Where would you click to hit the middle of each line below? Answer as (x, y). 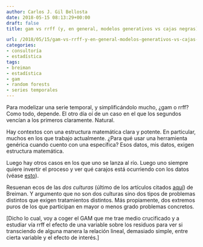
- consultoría (24, 51)
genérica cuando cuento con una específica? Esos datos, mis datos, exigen (100, 145)
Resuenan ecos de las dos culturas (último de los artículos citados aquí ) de (100, 187)
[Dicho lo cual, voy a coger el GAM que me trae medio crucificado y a (93, 218)
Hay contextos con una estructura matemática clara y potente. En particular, (101, 132)
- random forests (28, 85)
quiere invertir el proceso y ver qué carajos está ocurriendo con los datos (98, 169)
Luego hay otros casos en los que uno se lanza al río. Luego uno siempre (97, 163)
